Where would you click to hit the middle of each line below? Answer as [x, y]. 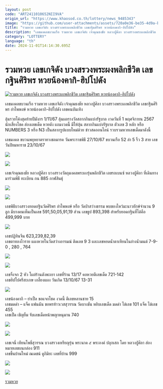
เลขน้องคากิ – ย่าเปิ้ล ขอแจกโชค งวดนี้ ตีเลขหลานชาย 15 [49, 298]
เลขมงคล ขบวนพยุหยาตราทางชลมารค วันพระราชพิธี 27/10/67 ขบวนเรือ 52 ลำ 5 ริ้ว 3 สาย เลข [81, 139]
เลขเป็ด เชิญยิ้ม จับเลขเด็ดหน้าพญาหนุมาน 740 [42, 315]
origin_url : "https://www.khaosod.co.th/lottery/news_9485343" [70, 18]
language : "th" [20, 41]
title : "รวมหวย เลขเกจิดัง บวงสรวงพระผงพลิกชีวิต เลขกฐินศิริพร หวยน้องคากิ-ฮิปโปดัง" [71, 28]
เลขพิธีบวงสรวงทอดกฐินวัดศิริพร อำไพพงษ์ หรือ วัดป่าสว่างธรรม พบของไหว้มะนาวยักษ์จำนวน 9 [80, 206]
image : [12, 23]
